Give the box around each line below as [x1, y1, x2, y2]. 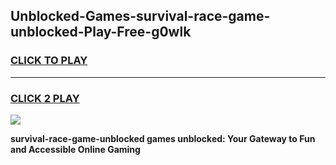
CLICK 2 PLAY [10, 91, 80, 105]
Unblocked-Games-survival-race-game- [10, 8, 271, 25]
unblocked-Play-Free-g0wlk [10, 24, 192, 41]
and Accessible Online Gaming [10, 143, 141, 155]
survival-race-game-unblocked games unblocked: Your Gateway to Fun [10, 132, 316, 144]
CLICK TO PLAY [10, 54, 88, 68]
